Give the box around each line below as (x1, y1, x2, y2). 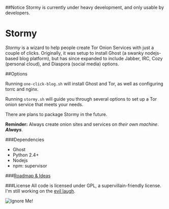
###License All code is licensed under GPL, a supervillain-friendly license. (5, 182, 161, 189)
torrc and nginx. (5, 86, 39, 92)
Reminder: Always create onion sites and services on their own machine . (5, 121, 159, 127)
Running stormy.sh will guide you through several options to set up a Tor (5, 96, 157, 102)
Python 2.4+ (12, 152, 39, 158)
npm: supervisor (12, 162, 47, 169)
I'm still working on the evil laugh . (5, 188, 75, 194)
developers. (5, 10, 31, 16)
